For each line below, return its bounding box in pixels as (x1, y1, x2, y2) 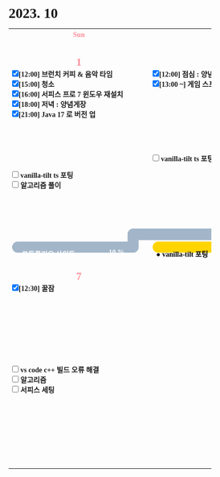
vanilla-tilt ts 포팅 (20, 171, 74, 179)
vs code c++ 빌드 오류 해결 (20, 366, 100, 375)
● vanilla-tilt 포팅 (156, 250, 209, 258)
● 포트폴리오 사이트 (15, 250, 75, 258)
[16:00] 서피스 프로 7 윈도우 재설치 (18, 90, 124, 99)
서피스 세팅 (20, 386, 55, 395)
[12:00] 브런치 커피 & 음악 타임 (18, 70, 113, 79)
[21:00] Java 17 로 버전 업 (18, 110, 96, 119)
